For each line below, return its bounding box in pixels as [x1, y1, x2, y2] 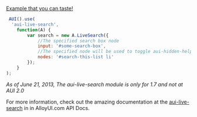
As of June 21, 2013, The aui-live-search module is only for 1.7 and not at [6, 81, 184, 88]
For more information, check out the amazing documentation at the [6, 98, 168, 105]
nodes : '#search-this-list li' [37, 54, 114, 60]
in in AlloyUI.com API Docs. [23, 104, 90, 111]
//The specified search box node [37, 38, 119, 44]
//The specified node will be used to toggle [37, 49, 151, 55]
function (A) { [16, 27, 51, 33]
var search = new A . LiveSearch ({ [27, 32, 109, 38]
